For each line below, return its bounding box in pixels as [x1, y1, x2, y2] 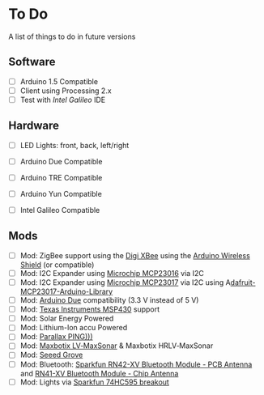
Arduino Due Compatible [19, 156, 103, 166]
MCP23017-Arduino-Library [19, 287, 113, 296]
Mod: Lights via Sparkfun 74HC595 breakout [19, 377, 170, 387]
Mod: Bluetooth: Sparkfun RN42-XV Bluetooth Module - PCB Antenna [19, 359, 253, 369]
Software [8, 55, 56, 69]
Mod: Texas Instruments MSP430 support [19, 304, 160, 314]
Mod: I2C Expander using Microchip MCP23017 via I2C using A [19, 278, 231, 287]
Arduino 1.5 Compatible [19, 76, 99, 86]
